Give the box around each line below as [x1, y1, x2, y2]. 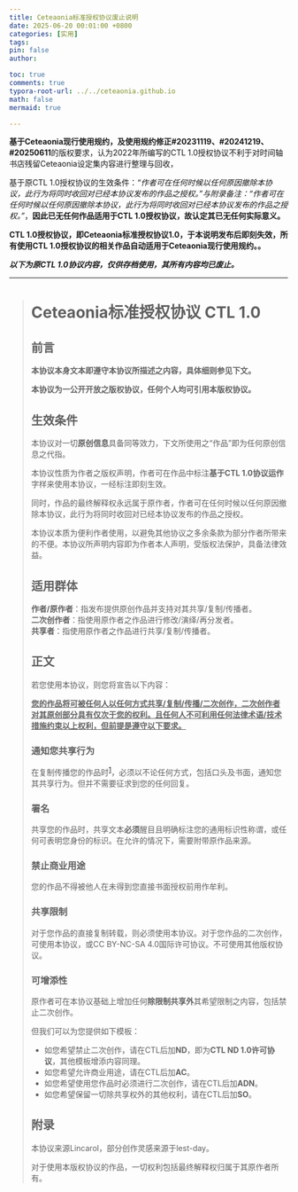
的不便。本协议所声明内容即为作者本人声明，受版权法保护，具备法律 [30, 538, 279, 550]
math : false [9, 95, 53, 104]
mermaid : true [9, 103, 62, 112]
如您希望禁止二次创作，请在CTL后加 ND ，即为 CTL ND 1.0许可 [43, 1044, 268, 1055]
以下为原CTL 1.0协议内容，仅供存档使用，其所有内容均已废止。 [9, 259, 239, 271]
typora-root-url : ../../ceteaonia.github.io [9, 86, 176, 96]
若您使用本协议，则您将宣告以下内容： [30, 679, 171, 690]
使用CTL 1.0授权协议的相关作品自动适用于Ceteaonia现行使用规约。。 [16, 240, 266, 251]
